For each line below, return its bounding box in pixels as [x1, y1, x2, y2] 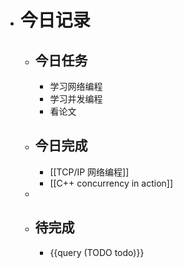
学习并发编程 [49, 93, 103, 105]
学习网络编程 [49, 81, 103, 92]
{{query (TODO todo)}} [49, 246, 145, 258]
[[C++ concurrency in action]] [49, 177, 174, 189]
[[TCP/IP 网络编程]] [49, 166, 130, 178]
